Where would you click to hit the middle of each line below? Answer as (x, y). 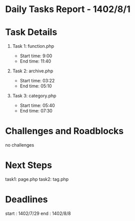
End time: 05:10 (36, 86)
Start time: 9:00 (36, 56)
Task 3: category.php (34, 96)
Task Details (31, 32)
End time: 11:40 (35, 61)
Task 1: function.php (33, 46)
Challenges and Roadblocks (64, 131)
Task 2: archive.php (33, 71)
